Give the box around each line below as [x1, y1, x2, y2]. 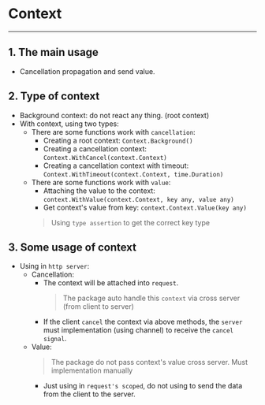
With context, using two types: [19, 119, 120, 128]
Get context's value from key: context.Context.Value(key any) [43, 202, 247, 212]
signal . [43, 334, 67, 344]
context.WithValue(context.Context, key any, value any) [43, 195, 234, 203]
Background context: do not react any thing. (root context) [19, 110, 210, 120]
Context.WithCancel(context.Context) [43, 154, 167, 162]
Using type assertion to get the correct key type [50, 217, 211, 227]
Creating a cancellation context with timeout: [43, 161, 189, 170]
